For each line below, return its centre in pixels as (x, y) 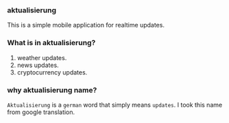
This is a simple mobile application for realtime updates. (86, 25)
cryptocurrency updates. (52, 72)
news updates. (38, 65)
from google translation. (41, 112)
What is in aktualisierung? (51, 43)
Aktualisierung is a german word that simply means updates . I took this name (115, 105)
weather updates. (42, 57)
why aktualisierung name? (52, 90)
